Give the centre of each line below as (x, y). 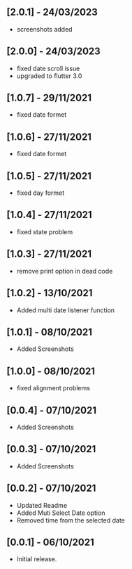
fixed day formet (41, 193)
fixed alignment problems (53, 388)
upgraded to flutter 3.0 (49, 76)
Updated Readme (42, 505)
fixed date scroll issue (48, 68)
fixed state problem (45, 231)
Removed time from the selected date (71, 520)
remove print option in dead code (65, 271)
